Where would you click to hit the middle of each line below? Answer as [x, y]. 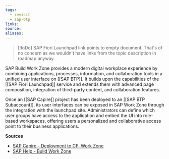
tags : [11, 10]
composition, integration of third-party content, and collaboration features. [83, 90]
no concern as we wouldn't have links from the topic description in [87, 53]
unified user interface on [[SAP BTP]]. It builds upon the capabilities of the [82, 79]
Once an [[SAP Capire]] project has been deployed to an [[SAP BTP [75, 99]
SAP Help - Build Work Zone [42, 151]
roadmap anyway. [36, 58]
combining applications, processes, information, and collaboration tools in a [84, 73]
